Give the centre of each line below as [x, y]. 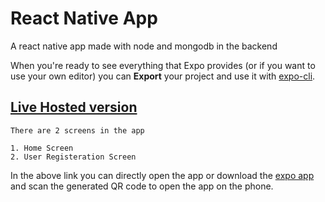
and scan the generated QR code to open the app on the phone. [142, 186]
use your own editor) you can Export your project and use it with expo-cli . [163, 76]
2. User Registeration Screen [73, 157]
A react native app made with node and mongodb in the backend [144, 46]
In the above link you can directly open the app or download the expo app [162, 175]
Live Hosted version [74, 107]
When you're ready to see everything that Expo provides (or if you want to [163, 65]
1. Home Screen [42, 148]
